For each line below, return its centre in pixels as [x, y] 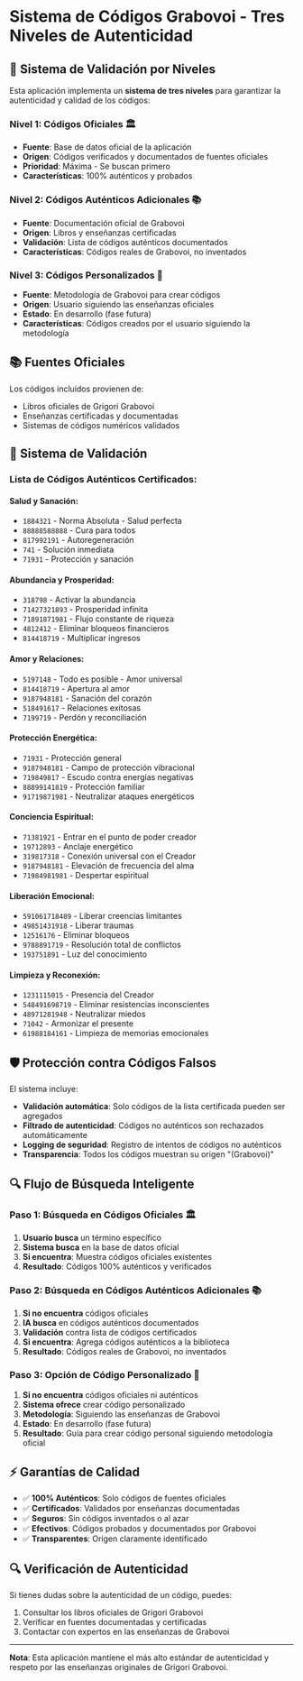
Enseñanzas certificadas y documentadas [100, 416]
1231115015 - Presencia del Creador [88, 995]
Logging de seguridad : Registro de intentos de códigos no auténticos [152, 1145]
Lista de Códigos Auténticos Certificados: [103, 480]
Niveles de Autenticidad [101, 36]
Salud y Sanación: [44, 501]
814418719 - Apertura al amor [76, 688]
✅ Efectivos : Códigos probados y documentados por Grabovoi [139, 1529]
